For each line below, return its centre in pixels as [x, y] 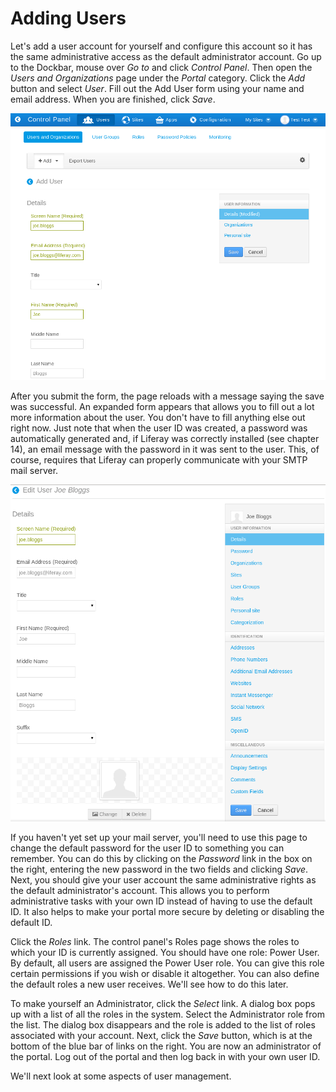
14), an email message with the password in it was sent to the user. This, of [165, 449]
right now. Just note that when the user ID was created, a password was [159, 428]
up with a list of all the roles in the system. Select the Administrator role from [167, 1014]
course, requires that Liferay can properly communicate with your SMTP [159, 460]
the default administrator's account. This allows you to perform [140, 890]
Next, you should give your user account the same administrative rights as [163, 879]
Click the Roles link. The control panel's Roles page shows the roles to [155, 941]
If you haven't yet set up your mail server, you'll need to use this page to [159, 837]
